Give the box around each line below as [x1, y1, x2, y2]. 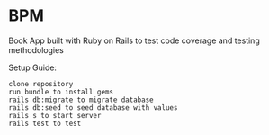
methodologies [8, 44, 64, 55]
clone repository [8, 79, 74, 88]
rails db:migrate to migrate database [8, 95, 154, 104]
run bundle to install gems [8, 87, 114, 96]
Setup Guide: [8, 62, 58, 73]
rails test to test [8, 119, 82, 128]
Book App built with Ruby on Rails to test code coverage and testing [8, 35, 260, 46]
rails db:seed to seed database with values [8, 103, 178, 112]
